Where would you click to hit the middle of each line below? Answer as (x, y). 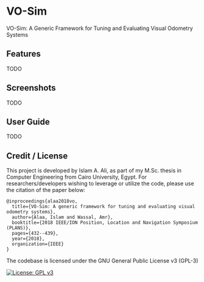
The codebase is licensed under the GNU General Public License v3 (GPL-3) (102, 261)
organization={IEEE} (38, 244)
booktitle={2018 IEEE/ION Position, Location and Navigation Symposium (105, 223)
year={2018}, (28, 239)
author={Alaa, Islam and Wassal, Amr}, (63, 217)
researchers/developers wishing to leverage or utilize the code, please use (100, 184)
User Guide (28, 121)
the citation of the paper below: (46, 190)
